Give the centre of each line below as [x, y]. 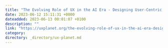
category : [15, 33]
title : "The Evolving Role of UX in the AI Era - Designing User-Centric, [85, 10]
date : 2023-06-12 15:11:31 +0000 [40, 14]
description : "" [22, 24]
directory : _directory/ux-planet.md [43, 38]
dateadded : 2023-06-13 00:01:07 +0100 [45, 19]
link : [11, 28]
